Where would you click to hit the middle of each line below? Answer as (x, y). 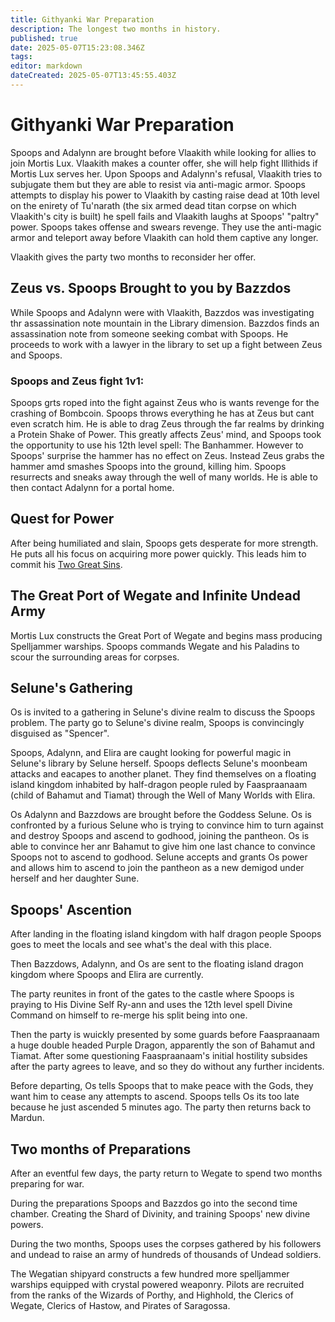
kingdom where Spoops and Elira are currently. (107, 975)
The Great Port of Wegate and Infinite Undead (155, 596)
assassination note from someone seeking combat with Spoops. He (149, 333)
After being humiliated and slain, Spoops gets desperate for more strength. (164, 543)
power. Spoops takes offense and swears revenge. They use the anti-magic (166, 227)
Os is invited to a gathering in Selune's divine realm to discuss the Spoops (163, 712)
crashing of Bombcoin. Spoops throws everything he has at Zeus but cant (162, 413)
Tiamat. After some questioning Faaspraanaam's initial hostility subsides (159, 1056)
